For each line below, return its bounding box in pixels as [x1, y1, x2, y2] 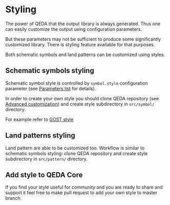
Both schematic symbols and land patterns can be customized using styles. [5, 51, 165, 58]
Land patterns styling [5, 131, 75, 140]
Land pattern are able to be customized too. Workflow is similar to [5, 145, 145, 151]
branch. [5, 195, 22, 201]
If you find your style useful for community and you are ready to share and [5, 184, 163, 191]
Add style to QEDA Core [5, 171, 83, 179]
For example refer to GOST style [5, 116, 73, 122]
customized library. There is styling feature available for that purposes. [5, 41, 155, 47]
